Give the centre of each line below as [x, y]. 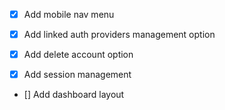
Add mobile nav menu [69, 14]
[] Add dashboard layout [74, 95]
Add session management [77, 75]
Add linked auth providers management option [119, 35]
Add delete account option [78, 55]
